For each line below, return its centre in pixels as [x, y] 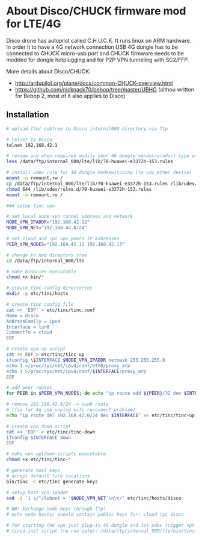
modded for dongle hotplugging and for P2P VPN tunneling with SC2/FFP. [98, 60]
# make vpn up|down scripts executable [56, 454]
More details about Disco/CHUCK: [49, 71]
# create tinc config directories [50, 288]
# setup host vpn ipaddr [37, 492]
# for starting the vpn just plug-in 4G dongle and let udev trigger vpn [101, 526]
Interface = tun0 [28, 327]
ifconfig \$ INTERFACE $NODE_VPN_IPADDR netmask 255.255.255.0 [86, 360]
